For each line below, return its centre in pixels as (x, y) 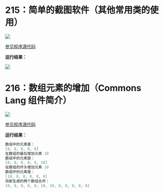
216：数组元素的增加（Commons (73, 88)
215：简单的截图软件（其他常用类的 (78, 10)
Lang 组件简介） (38, 101)
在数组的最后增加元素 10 (27, 153)
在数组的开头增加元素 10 (27, 167)
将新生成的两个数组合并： (27, 181)
